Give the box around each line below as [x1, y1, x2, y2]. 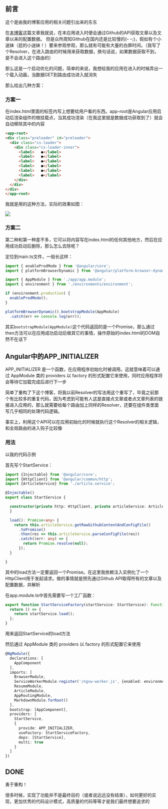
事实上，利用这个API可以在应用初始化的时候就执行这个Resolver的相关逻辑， [5, 419, 161, 425]
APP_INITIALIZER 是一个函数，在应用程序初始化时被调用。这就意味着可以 [5, 366, 156, 372]
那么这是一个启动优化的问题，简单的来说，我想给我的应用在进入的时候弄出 [5, 65, 158, 71]
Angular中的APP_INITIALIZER [5, 352, 99, 361]
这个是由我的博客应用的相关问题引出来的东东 [5, 19, 97, 25]
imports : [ [9, 670, 32, 675]
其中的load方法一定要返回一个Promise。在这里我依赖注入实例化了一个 [5, 569, 149, 575]
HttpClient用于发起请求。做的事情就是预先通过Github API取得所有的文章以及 [5, 575, 162, 581]
